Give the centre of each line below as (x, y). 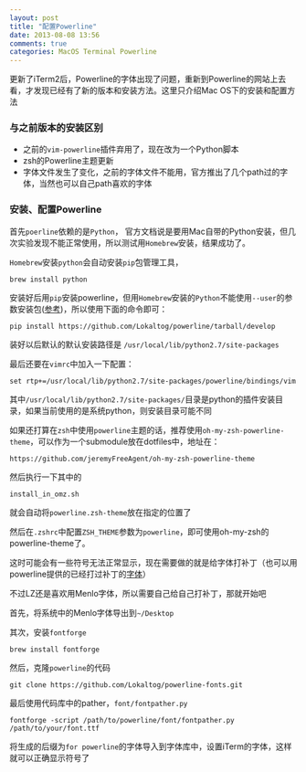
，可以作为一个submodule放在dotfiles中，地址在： (125, 441)
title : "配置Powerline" (53, 26)
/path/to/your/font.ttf (55, 728)
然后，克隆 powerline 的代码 (60, 667)
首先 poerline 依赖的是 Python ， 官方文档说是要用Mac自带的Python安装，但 (149, 231)
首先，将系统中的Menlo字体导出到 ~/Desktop (92, 612)
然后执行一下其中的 (46, 477)
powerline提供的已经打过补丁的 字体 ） (80, 574)
